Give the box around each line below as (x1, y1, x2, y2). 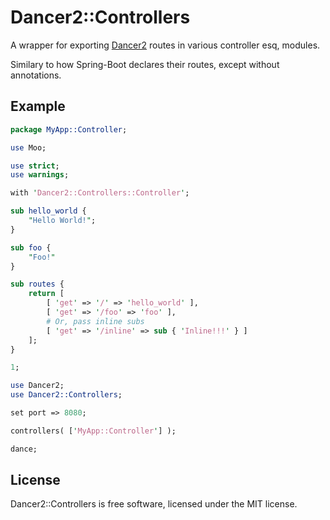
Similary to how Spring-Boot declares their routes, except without (10, 58, 280, 70)
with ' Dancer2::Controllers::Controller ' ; (10, 188, 190, 198)
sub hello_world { (10, 206, 87, 216)
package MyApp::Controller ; (10, 124, 128, 135)
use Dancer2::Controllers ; (10, 390, 123, 400)
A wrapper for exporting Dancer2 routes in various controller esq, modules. (10, 39, 321, 51)
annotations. (10, 69, 62, 81)
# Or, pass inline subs (46, 316, 145, 326)
